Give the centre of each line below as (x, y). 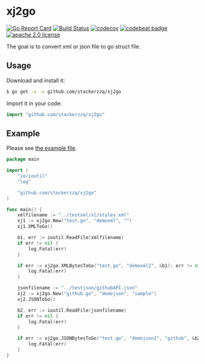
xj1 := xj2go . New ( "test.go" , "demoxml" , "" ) (75, 221)
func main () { (24, 209)
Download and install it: (36, 80)
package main (23, 159)
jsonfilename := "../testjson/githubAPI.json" (77, 288)
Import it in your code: (34, 103)
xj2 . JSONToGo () (37, 299)
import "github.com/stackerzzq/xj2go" (56, 114)
